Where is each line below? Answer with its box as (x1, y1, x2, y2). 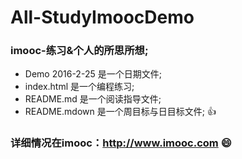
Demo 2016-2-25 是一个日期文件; (24, 68, 162, 80)
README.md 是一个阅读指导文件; (24, 93, 162, 105)
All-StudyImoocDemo (10, 6, 195, 29)
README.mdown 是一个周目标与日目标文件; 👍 (24, 106, 217, 118)
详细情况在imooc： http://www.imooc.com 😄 (10, 136, 232, 150)
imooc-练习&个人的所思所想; (10, 44, 149, 58)
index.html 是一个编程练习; (24, 81, 135, 93)
